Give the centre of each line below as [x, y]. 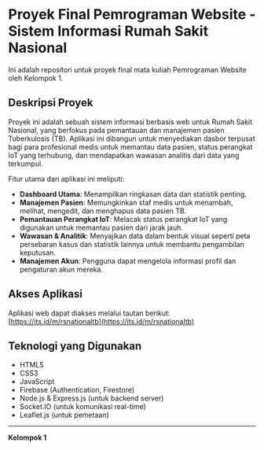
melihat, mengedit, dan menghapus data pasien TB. [103, 211]
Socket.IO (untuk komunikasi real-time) [83, 407]
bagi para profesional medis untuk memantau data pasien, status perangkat [130, 146]
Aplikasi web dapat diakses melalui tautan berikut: [89, 313]
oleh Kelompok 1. [36, 78]
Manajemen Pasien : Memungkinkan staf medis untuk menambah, [126, 202]
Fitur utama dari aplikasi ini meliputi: [66, 179]
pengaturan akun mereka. [61, 269]
